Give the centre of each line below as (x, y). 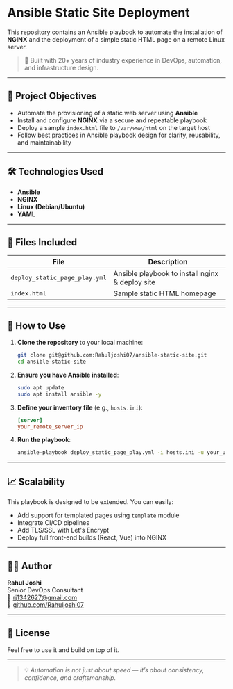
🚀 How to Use (36, 326)
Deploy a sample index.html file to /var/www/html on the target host (113, 127)
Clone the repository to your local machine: (80, 343)
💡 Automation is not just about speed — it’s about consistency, (114, 670)
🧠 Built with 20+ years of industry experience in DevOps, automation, (123, 60)
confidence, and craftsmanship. (70, 678)
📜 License (29, 633)
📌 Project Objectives (52, 96)
